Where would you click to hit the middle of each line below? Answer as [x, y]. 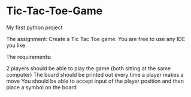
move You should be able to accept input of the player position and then [95, 81]
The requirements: [29, 57]
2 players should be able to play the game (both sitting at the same [89, 68]
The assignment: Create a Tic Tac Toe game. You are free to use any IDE [96, 39]
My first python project [34, 27]
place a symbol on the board [41, 87]
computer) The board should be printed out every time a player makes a [95, 74]
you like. [16, 45]
